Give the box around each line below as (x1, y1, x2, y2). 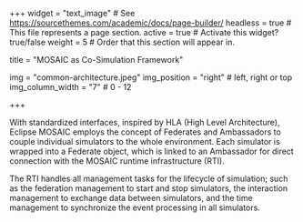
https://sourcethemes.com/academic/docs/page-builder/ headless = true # (9, 17, 292, 28)
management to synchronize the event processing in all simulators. (9, 202, 261, 213)
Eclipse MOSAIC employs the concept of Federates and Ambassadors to (9, 126, 282, 137)
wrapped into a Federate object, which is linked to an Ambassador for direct (9, 146, 294, 156)
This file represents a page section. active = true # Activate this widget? (9, 27, 279, 37)
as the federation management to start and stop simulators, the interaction (9, 183, 288, 194)
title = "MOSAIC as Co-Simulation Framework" (9, 55, 184, 65)
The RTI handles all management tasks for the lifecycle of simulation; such (9, 173, 288, 184)
